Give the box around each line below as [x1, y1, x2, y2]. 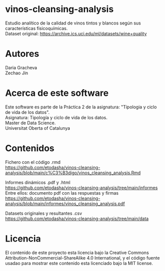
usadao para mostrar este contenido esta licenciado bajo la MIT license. [5, 260, 153, 266]
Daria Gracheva [5, 64, 37, 70]
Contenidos [5, 143, 55, 154]
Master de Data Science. [5, 120, 56, 126]
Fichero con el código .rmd [5, 159, 61, 165]
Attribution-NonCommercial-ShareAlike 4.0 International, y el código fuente [5, 255, 160, 261]
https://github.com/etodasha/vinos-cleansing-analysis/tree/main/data [5, 216, 149, 222]
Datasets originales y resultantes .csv [5, 210, 82, 216]
